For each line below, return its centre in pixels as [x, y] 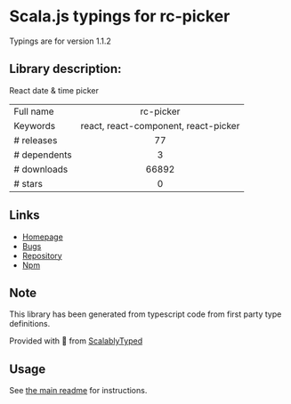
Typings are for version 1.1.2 [60, 41]
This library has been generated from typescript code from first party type [145, 314]
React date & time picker [54, 90]
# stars [28, 183]
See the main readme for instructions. [78, 391]
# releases [36, 140]
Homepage [43, 237]
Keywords [35, 125]
